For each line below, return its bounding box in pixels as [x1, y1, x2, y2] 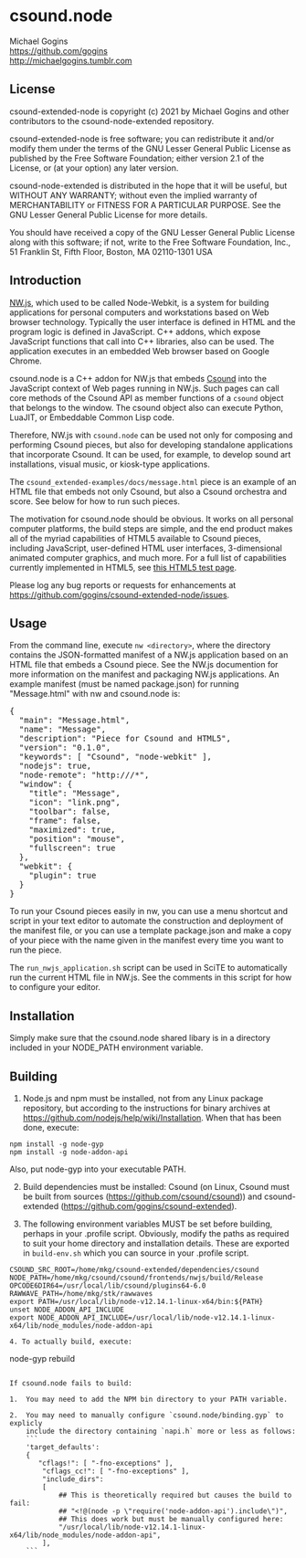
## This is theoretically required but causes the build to [58, 1490, 292, 1500]
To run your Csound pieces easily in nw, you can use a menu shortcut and [9, 906, 289, 917]
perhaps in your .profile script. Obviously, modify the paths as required [22, 1228, 290, 1238]
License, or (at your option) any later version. [9, 162, 179, 174]
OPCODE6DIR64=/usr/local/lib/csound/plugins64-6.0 [9, 1281, 206, 1290]
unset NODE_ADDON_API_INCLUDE [9, 1305, 125, 1314]
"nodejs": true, [18, 761, 92, 772]
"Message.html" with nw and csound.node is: [9, 689, 181, 700]
